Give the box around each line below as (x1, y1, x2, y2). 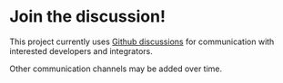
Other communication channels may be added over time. (9, 63, 223, 74)
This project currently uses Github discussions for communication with (9, 36, 275, 47)
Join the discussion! (9, 6, 167, 27)
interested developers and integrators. (9, 45, 153, 56)
